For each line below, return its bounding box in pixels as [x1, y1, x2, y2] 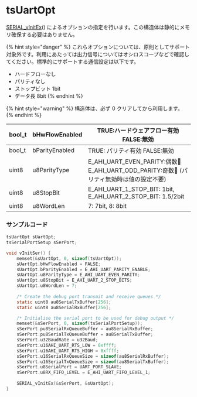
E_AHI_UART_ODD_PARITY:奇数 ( [87, 166, 182, 174]
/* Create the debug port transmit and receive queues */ [16, 293, 161, 299]
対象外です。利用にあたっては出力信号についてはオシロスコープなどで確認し [6, 50, 189, 57]
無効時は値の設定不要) [105, 175, 167, 183]
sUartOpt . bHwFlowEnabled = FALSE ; [16, 261, 101, 267]
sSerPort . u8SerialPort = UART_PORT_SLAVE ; [16, 364, 122, 370]
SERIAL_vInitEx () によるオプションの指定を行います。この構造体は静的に [6, 23, 180, 30]
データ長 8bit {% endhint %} [14, 92, 83, 100]
